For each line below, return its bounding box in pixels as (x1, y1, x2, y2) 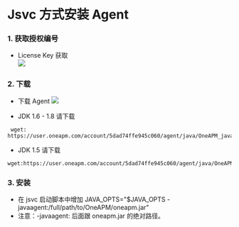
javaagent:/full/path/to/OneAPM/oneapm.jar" (17, 204, 149, 212)
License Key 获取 (17, 51, 68, 60)
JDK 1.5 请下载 (17, 145, 61, 154)
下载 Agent (17, 97, 50, 105)
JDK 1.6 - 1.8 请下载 (17, 112, 75, 120)
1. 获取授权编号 (7, 33, 59, 43)
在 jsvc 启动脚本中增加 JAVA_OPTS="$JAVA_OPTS (17, 195, 166, 204)
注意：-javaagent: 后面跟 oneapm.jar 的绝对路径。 (17, 211, 165, 221)
